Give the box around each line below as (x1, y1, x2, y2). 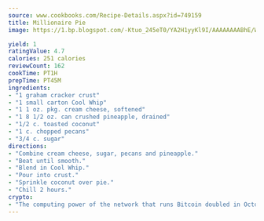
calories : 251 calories (8, 55, 86, 63)
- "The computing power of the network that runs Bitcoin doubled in (8, 201, 241, 208)
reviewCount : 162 (8, 62, 65, 71)
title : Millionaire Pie (8, 19, 86, 27)
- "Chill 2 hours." (8, 186, 72, 194)
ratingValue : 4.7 (8, 48, 65, 56)
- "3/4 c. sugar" (8, 135, 65, 143)
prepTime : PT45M (8, 76, 61, 85)
